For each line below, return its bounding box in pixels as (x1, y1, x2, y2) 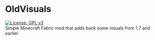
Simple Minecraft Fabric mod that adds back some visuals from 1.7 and (5, 25, 151, 31)
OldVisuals (5, 3, 51, 15)
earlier (5, 30, 18, 36)
